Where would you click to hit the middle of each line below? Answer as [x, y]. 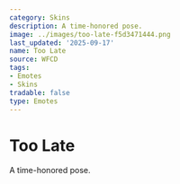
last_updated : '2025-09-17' [62, 43]
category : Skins [40, 18]
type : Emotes [34, 101]
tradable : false [40, 92]
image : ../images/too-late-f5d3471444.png [90, 34]
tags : [19, 68]
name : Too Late [38, 51]
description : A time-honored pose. [76, 26]
